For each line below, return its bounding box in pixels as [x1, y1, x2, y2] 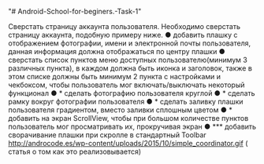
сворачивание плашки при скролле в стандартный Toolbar [8, 130, 206, 140]
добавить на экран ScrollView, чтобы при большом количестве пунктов [8, 114, 249, 122]
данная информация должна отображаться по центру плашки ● [8, 47, 226, 56]
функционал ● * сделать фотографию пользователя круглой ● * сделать [8, 89, 255, 97]
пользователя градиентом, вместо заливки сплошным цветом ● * [8, 105, 232, 115]
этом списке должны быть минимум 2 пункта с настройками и [8, 72, 221, 81]
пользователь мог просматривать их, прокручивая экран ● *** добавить [8, 122, 257, 131]
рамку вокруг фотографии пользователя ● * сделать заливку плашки [8, 97, 244, 106]
